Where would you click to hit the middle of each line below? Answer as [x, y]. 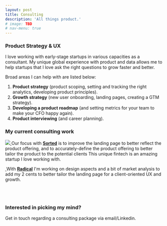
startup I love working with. [33, 159]
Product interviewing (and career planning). [58, 118]
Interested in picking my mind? [43, 207]
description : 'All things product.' [43, 19]
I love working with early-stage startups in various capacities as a [73, 57]
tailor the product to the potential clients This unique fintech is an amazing [82, 153]
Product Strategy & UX [33, 46]
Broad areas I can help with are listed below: [51, 77]
